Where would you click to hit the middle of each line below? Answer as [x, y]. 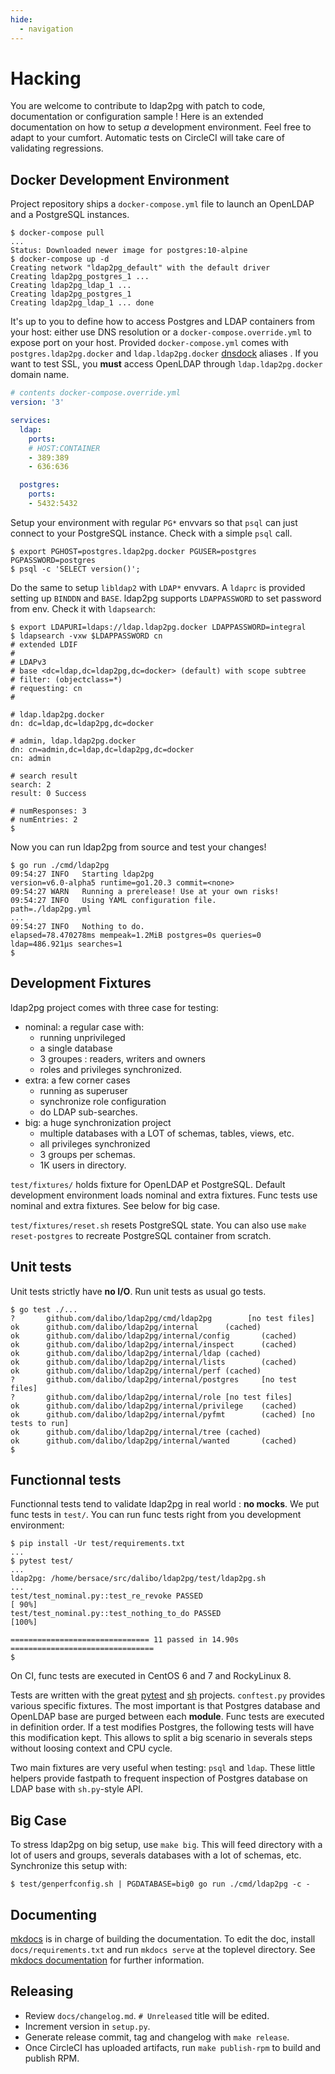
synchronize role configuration [103, 1101]
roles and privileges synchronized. [110, 1069]
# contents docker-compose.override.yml [96, 393]
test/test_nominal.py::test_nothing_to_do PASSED [116, 1614]
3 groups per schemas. [87, 1154]
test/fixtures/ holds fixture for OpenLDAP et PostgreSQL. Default [148, 1184]
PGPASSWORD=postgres [53, 560]
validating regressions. [57, 148]
